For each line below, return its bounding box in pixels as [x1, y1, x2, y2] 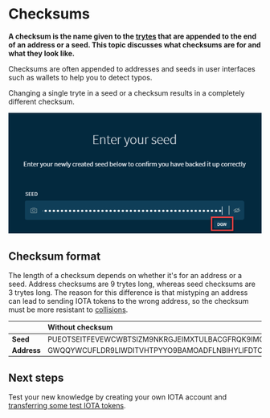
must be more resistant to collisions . [8, 305, 129, 314]
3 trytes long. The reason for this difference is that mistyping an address [8, 287, 248, 297]
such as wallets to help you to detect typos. [8, 72, 153, 82]
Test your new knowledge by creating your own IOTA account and [8, 392, 227, 402]
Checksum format [8, 249, 101, 263]
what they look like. [8, 48, 75, 58]
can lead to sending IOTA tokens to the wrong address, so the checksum [8, 296, 249, 305]
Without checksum [47, 322, 113, 332]
